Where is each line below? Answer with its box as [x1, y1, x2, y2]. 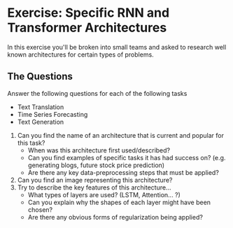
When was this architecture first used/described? [27, 145, 171, 155]
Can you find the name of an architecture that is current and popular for [17, 131, 224, 139]
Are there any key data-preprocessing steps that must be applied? [27, 168, 219, 176]
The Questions [7, 71, 73, 83]
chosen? [27, 205, 53, 214]
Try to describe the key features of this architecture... [17, 183, 171, 192]
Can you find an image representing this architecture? [17, 176, 173, 184]
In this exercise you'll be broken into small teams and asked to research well [7, 43, 227, 51]
